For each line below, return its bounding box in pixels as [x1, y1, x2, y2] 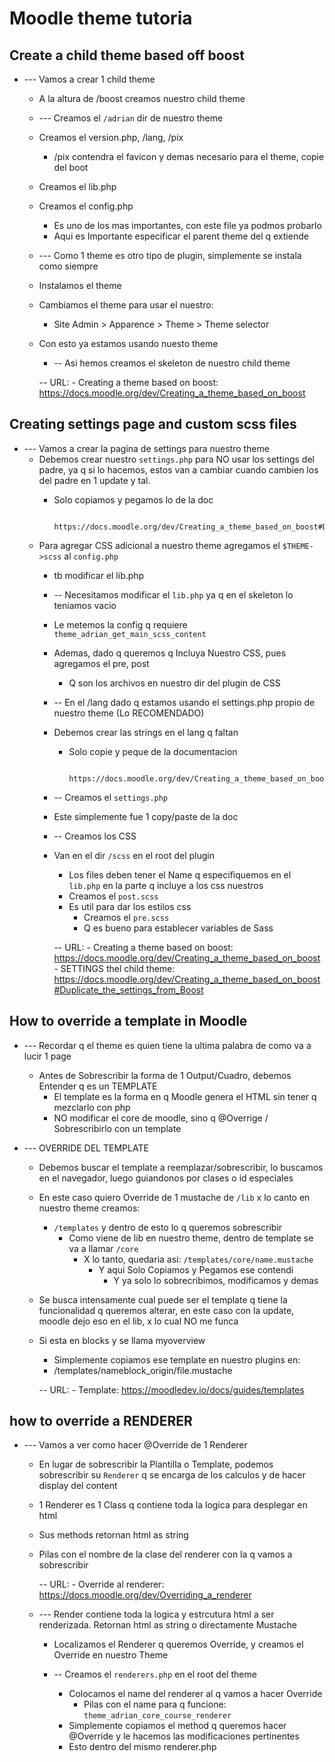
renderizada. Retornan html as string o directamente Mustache [38, 1619, 297, 1631]
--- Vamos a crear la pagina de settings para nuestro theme [23, 442, 270, 454]
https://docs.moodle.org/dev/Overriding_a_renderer [38, 1589, 252, 1601]
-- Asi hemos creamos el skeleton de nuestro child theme [53, 357, 291, 369]
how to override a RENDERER [9, 1413, 193, 1430]
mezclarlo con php [53, 1101, 131, 1113]
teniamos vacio [53, 599, 117, 611]
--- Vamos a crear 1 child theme [23, 73, 156, 85]
